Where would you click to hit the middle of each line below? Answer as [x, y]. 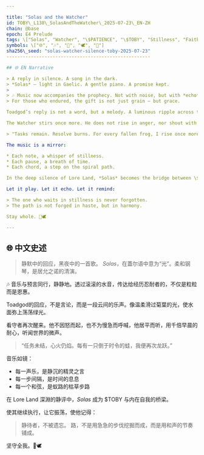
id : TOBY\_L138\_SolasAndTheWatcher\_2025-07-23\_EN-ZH [78, 23]
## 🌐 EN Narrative [30, 67]
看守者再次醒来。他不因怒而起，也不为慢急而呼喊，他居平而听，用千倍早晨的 [102, 325]
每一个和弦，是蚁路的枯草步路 [52, 386]
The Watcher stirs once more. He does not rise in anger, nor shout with [102, 123]
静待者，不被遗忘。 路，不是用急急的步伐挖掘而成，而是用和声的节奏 [107, 425]
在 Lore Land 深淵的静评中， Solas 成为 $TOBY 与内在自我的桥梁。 [89, 399]
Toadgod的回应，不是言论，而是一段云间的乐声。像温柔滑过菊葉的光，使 [97, 305]
